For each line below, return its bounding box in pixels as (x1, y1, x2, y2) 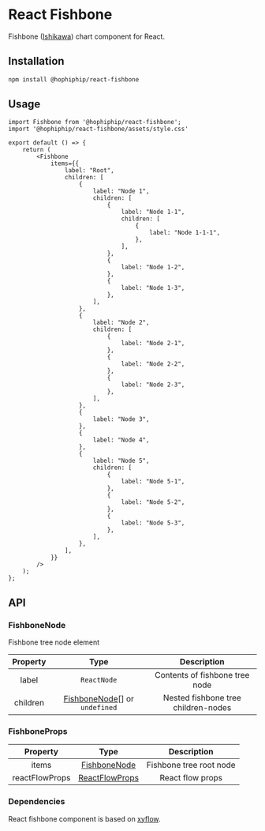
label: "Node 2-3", (121, 381, 185, 389)
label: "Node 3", (92, 415, 150, 423)
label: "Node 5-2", (121, 498, 185, 506)
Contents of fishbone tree (155, 670, 250, 681)
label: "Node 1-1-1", (149, 229, 221, 237)
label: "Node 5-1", (121, 478, 185, 486)
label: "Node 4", (92, 436, 150, 444)
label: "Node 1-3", (121, 284, 185, 292)
